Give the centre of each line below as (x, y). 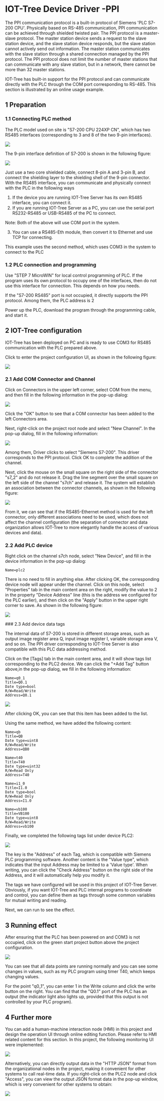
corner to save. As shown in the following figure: (54, 605)
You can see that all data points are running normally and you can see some (82, 966)
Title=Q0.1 (16, 682)
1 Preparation (26, 105)
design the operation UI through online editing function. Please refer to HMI (81, 1034)
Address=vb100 (20, 827)
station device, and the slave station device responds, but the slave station (80, 43)
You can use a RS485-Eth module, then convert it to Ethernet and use (82, 232)
